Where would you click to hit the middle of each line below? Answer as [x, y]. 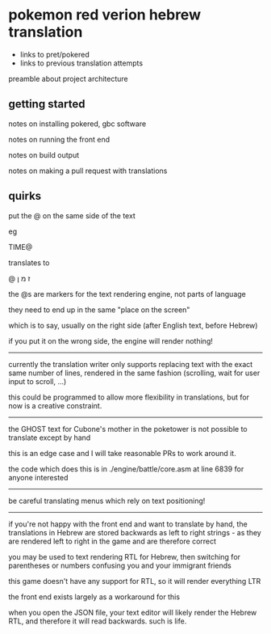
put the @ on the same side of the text [72, 215]
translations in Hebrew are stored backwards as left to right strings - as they [135, 532]
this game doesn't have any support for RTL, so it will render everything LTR [135, 581]
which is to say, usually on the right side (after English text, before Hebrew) [133, 325]
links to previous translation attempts [81, 63]
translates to [29, 262]
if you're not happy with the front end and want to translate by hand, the [128, 524]
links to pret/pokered [55, 54]
